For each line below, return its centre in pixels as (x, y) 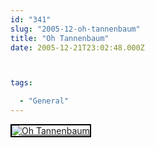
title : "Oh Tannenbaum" (60, 38)
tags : (21, 83)
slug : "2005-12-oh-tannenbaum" (75, 29)
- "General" (44, 101)
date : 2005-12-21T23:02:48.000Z (77, 47)
